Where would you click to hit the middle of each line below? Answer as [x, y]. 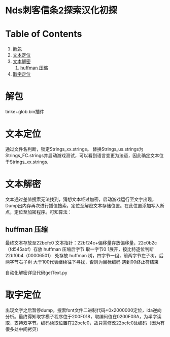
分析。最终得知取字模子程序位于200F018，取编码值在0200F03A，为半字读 [83, 316]
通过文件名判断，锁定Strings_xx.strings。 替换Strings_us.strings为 [74, 149]
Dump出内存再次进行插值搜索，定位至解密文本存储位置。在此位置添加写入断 [85, 205]
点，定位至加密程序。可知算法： [39, 212]
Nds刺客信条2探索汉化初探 [61, 10]
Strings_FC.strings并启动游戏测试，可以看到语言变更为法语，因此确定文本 [82, 155]
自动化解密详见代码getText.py [36, 272]
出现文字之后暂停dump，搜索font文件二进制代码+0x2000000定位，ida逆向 [83, 310]
